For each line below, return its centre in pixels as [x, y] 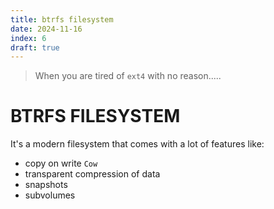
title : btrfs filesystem [62, 19]
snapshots [46, 185]
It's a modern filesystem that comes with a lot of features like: [137, 144]
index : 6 [28, 38]
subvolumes [50, 195]
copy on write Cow [61, 163]
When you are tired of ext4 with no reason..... [128, 76]
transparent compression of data [92, 174]
